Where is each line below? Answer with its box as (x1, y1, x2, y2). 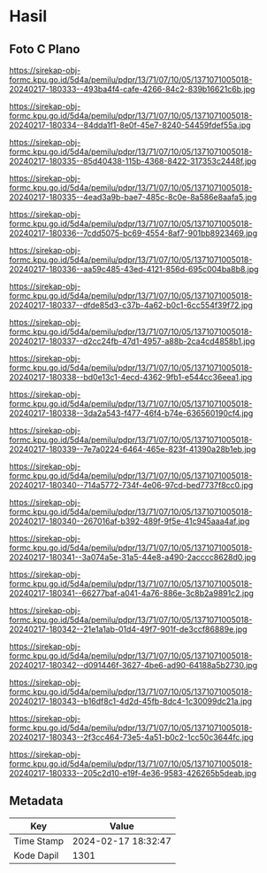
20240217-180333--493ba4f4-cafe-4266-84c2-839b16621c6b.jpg (9, 84, 256, 94)
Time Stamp (13, 835, 65, 847)
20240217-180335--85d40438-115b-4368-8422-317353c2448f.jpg (9, 156, 256, 166)
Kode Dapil (13, 849, 59, 861)
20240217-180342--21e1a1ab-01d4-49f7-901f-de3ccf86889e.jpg (9, 624, 248, 635)
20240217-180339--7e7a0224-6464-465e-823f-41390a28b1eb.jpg (9, 444, 256, 454)
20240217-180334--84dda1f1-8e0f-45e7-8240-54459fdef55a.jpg (9, 120, 251, 130)
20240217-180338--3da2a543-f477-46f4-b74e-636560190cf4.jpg (9, 408, 254, 418)
